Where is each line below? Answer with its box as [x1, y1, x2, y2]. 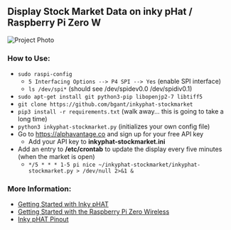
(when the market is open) [17, 153, 95, 161]
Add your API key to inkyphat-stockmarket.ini [28, 138, 166, 146]
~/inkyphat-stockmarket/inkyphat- [98, 161, 201, 169]
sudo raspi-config [17, 71, 72, 78]
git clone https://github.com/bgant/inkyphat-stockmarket [17, 101, 193, 109]
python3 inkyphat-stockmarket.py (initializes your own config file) [17, 122, 210, 131]
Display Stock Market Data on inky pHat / [7, 6, 193, 18]
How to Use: [7, 53, 50, 63]
